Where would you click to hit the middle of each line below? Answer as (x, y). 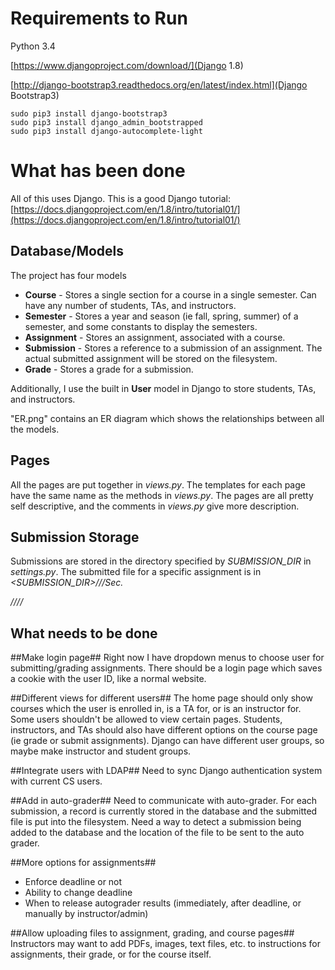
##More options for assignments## (83, 863)
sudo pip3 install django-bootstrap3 (89, 113)
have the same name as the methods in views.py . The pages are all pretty (162, 495)
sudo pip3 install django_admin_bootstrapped (106, 122)
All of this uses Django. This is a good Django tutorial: (120, 198)
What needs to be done (84, 633)
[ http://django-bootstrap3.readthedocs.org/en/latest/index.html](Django (159, 84)
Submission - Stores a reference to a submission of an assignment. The (173, 348)
